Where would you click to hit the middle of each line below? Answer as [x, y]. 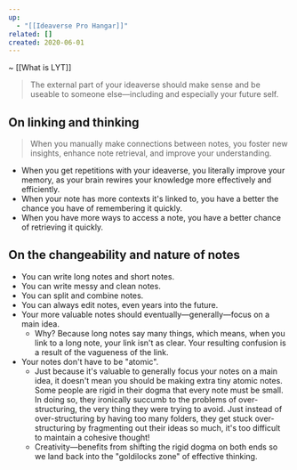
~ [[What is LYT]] [40, 68]
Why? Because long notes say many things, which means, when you [160, 333]
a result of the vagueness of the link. [101, 352]
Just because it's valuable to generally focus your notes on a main [156, 371]
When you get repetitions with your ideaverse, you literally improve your [153, 171]
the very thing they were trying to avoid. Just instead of [181, 409]
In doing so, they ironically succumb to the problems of [135, 399]
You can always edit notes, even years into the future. [120, 304]
